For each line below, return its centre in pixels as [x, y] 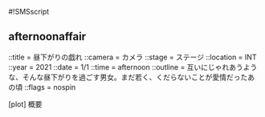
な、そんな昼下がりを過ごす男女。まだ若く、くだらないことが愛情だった [128, 77]
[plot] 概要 [25, 104]
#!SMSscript [29, 12]
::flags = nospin [50, 87]
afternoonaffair [47, 36]
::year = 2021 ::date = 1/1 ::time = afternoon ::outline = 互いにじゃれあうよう [133, 67]
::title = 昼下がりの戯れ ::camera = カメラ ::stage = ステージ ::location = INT [132, 57]
